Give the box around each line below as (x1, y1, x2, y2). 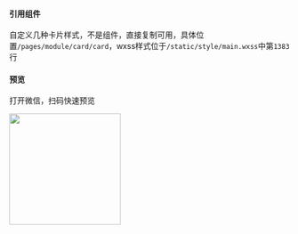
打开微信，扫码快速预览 (9, 95, 95, 106)
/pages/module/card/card (17, 43, 109, 52)
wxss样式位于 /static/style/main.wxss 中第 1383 (116, 41, 290, 52)
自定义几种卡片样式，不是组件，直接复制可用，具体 (9, 29, 197, 40)
